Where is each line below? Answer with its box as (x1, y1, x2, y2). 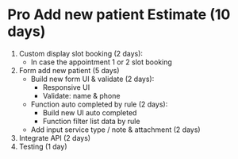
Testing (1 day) (18, 142, 67, 151)
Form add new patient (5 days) (18, 65, 120, 75)
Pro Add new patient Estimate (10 (7, 6, 231, 24)
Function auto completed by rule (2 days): (30, 99, 168, 109)
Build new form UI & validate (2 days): (30, 74, 155, 83)
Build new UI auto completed (42, 107, 137, 117)
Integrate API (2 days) (18, 133, 91, 142)
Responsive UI (42, 82, 90, 92)
